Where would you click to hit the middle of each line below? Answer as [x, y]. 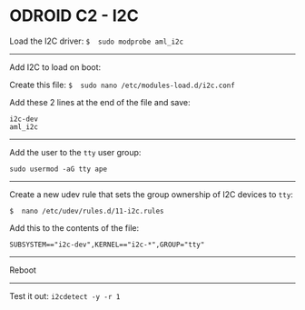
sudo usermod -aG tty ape [58, 169]
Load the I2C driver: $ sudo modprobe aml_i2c [97, 41]
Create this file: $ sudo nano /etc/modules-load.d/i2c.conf [123, 85]
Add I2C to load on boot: [55, 67]
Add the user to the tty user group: [75, 152]
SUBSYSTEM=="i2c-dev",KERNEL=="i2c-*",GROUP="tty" [107, 245]
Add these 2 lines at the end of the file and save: [100, 102]
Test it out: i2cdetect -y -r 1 [65, 295]
